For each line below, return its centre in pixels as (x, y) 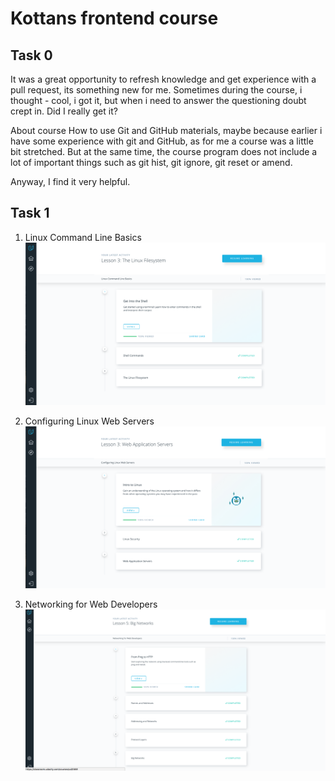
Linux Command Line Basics (83, 237)
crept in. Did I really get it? (64, 111)
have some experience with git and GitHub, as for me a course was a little (162, 141)
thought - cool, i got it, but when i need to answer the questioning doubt (158, 100)
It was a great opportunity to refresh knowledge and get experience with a (163, 79)
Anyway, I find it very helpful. (70, 181)
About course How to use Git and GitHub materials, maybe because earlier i (166, 130)
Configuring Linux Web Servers (89, 421)
